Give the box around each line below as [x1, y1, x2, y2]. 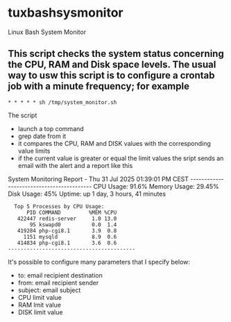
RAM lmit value [17, 300, 62, 309]
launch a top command [17, 124, 84, 133]
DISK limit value [17, 307, 63, 316]
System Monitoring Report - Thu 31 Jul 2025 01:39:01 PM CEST [8, 175, 189, 183]
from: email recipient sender [17, 278, 99, 287]
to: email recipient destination [17, 271, 103, 279]
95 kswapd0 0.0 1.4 [29, 221, 117, 228]
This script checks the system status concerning [8, 48, 224, 60]
